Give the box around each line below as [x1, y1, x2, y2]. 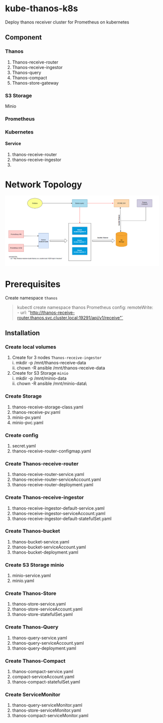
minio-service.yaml [12, 573, 51, 579]
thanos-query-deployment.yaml [12, 645, 77, 651]
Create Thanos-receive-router [5, 460, 79, 467]
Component [5, 33, 42, 42]
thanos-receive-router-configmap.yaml [12, 448, 91, 454]
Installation [5, 329, 40, 338]
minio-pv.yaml [12, 414, 41, 420]
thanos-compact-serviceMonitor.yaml [12, 713, 89, 719]
